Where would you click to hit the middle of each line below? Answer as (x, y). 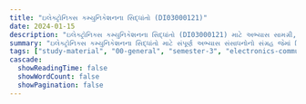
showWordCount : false (59, 77)
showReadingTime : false (62, 69)
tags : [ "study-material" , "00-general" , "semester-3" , (116, 52)
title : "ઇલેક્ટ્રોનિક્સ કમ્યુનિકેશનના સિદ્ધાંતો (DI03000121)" (108, 18)
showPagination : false (61, 85)
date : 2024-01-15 (42, 26)
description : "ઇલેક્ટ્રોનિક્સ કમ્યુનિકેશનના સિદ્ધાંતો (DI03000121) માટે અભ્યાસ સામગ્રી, (153, 34)
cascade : (26, 60)
